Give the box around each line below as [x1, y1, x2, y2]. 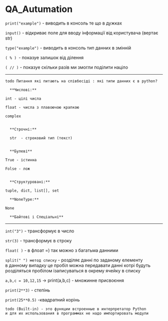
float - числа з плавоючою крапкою [5, 105, 79, 110]
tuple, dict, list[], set [5, 188, 59, 193]
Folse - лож [5, 166, 30, 171]
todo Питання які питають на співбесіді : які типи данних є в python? [5, 79, 157, 84]
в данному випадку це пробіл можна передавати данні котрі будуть [5, 262, 151, 268]
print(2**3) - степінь [5, 287, 50, 293]
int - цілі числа [5, 96, 41, 101]
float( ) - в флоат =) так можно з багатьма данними [5, 247, 118, 253]
